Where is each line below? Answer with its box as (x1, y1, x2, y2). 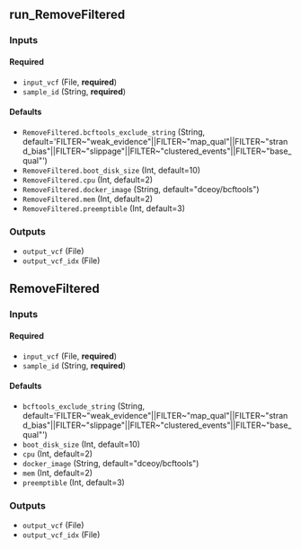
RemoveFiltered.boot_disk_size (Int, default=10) (22, 164, 200, 175)
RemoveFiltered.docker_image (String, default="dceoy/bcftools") (22, 183, 260, 194)
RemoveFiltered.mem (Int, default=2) (22, 193, 154, 204)
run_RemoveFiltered (9, 7, 126, 22)
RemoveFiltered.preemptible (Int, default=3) (22, 202, 186, 214)
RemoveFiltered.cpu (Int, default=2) (22, 174, 154, 185)
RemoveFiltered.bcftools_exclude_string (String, (22, 126, 206, 137)
